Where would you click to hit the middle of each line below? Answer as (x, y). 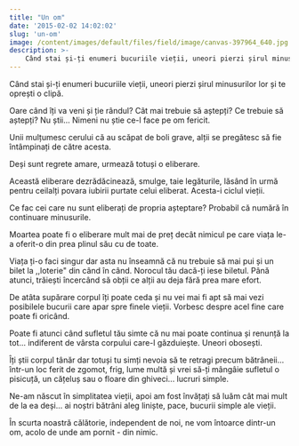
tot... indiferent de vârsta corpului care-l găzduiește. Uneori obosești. (136, 342)
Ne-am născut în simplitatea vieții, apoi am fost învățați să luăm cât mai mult (148, 396)
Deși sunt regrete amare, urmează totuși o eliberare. (105, 164)
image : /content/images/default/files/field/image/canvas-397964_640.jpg (149, 42)
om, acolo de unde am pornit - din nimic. (84, 432)
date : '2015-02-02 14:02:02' (63, 26)
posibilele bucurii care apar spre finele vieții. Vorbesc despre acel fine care (147, 307)
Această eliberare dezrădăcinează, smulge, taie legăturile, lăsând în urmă (144, 181)
